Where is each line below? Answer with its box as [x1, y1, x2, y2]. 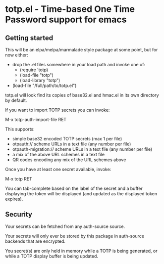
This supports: [5, 126, 35, 132]
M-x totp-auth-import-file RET [5, 117, 67, 122]
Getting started [5, 34, 54, 42]
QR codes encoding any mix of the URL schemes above [12, 157, 126, 163]
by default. [5, 97, 27, 103]
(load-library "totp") [19, 78, 60, 83]
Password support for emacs [5, 14, 127, 25]
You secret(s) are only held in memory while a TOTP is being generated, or [5, 248, 158, 254]
